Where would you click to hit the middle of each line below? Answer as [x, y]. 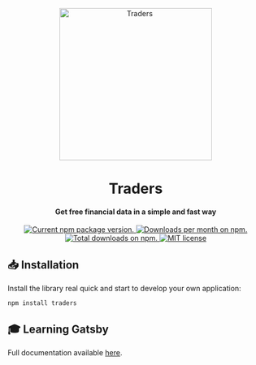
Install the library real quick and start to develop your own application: [124, 289]
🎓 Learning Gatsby [58, 329]
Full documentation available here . [65, 353]
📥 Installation [43, 265]
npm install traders [43, 303]
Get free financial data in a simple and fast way [136, 212]
